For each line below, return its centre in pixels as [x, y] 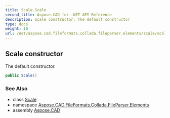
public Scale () [21, 75]
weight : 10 [17, 29]
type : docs [17, 24]
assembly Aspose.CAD [36, 110]
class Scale [25, 99]
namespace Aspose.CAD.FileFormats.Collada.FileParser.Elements [81, 105]
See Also [16, 88]
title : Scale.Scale [26, 10]
